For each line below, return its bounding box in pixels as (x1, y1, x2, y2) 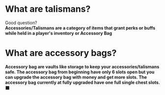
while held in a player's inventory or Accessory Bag (5, 30, 112, 36)
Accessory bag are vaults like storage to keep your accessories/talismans (5, 63, 160, 69)
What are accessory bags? (5, 48, 117, 59)
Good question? (5, 20, 37, 26)
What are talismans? (5, 3, 91, 15)
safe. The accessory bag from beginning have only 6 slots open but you (5, 69, 155, 75)
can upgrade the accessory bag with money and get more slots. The (5, 74, 147, 80)
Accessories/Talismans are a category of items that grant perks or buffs (5, 25, 156, 31)
